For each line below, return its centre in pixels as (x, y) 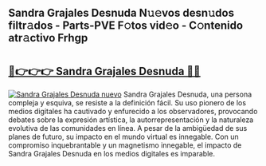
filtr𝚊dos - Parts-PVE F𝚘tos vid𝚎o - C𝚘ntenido (126, 26)
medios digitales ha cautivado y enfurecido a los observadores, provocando (133, 111)
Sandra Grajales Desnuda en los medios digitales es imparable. (111, 154)
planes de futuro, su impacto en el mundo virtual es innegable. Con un (123, 136)
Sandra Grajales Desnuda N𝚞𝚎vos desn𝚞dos (121, 13)
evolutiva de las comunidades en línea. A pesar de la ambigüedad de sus (128, 128)
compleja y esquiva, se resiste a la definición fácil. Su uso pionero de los (127, 103)
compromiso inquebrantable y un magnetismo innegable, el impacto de (125, 145)
